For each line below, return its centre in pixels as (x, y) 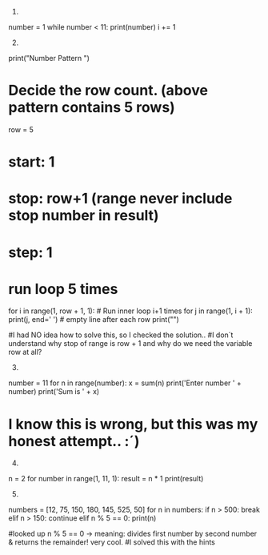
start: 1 (32, 162)
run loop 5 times (63, 289)
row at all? (25, 352)
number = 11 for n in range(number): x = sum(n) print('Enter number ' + (125, 383)
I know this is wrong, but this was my (133, 424)
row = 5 (21, 129)
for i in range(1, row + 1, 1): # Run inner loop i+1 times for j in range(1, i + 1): (131, 311)
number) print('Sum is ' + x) (54, 392)
